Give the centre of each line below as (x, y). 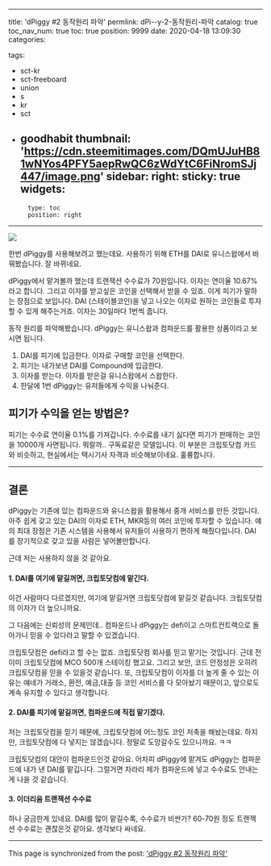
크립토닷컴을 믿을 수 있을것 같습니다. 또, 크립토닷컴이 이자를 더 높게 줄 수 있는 (130, 672)
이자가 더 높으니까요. (49, 608)
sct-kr (30, 71)
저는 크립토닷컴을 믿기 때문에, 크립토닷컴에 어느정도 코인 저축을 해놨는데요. (126, 731)
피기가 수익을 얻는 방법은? (69, 413)
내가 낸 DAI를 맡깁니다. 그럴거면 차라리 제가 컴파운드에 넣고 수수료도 (130, 769)
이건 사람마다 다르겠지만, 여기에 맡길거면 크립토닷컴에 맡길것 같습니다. (118, 597)
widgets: (43, 189)
